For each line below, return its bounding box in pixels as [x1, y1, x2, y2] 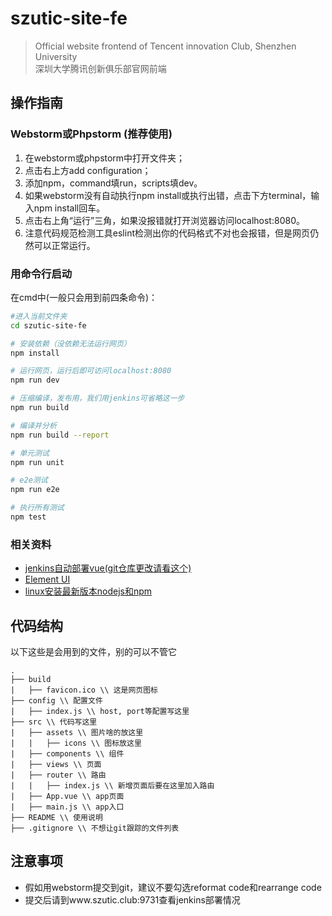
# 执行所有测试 [10, 503, 65, 513]
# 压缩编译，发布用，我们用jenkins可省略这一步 [10, 393, 185, 404]
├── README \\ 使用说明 [10, 813, 103, 823]
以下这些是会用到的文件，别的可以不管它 [10, 646, 177, 658]
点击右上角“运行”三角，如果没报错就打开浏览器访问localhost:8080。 [24, 214, 305, 226]
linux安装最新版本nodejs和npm [24, 585, 153, 597]
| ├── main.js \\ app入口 [10, 802, 125, 812]
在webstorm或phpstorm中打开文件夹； [24, 152, 186, 164]
